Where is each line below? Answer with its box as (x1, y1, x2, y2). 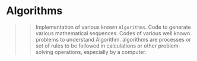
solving (35, 48, 53, 55)
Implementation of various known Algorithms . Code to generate (35, 23, 191, 30)
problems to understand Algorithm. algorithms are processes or (35, 36, 191, 43)
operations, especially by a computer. (54, 48, 147, 55)
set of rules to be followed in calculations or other (35, 42, 157, 49)
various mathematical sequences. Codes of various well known (35, 29, 190, 36)
